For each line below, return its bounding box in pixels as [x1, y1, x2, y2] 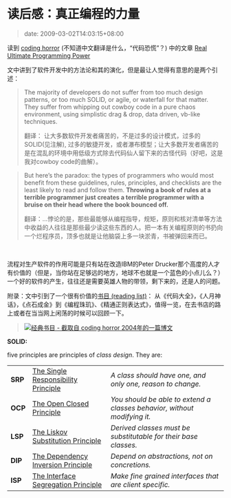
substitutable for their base [110, 431, 198, 441]
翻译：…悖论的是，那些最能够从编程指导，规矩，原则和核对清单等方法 [23, 214, 222, 222]
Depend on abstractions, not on [110, 451, 213, 461]
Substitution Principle [32, 435, 102, 445]
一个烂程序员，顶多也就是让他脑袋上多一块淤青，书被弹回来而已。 [23, 231, 211, 240]
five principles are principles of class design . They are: [7, 351, 163, 359]
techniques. [23, 117, 58, 125]
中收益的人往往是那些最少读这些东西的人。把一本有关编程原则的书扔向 [23, 223, 223, 231]
